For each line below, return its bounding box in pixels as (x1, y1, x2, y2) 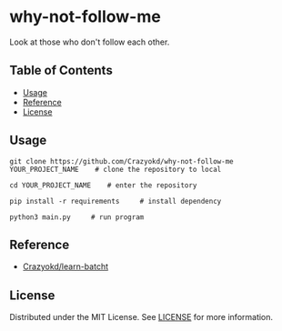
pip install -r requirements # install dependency (9, 196, 222, 206)
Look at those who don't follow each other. (9, 36, 170, 47)
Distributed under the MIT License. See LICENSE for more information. (9, 312, 274, 323)
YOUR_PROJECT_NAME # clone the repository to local (9, 165, 222, 174)
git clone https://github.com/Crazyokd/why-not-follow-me (9, 156, 234, 165)
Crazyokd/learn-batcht (22, 261, 109, 272)
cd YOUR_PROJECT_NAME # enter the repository (9, 180, 197, 190)
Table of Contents (9, 63, 114, 78)
